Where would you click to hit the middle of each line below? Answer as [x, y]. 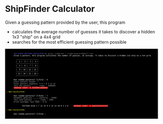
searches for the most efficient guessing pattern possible [69, 42]
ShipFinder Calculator [50, 9]
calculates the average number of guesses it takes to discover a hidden [83, 31]
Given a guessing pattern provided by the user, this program [65, 22]
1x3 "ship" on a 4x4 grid [36, 37]
